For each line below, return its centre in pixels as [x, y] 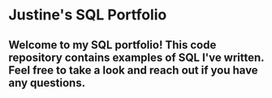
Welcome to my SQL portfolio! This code [112, 45]
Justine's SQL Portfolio [88, 15]
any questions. [47, 83]
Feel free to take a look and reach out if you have [133, 70]
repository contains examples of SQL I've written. [136, 57]
